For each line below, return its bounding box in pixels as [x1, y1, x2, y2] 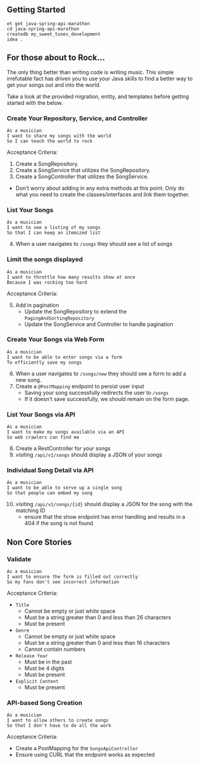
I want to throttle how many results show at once [7, 274, 136, 280]
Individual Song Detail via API [7, 466, 94, 474]
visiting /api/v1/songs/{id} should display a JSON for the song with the [15, 501, 193, 508]
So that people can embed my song [7, 490, 93, 496]
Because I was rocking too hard [7, 279, 87, 285]
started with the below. [7, 99, 63, 106]
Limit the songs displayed [7, 255, 83, 264]
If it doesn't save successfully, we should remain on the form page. [24, 395, 190, 403]
